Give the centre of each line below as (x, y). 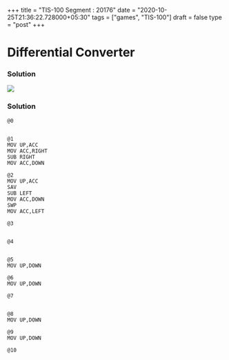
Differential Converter (71, 53)
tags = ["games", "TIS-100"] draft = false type (157, 17)
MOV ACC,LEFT (26, 211)
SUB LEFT (20, 193)
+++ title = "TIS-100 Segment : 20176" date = (72, 10)
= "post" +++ (26, 24)
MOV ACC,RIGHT (28, 151)
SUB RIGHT (21, 157)
